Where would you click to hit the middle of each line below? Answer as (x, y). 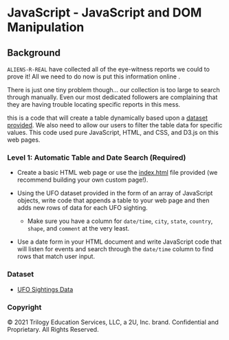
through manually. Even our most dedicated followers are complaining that (112, 97)
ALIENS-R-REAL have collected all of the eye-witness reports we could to (108, 69)
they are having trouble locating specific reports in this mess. (94, 104)
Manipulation (46, 27)
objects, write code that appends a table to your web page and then (113, 200)
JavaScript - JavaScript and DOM (105, 13)
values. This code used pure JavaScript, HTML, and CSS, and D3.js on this (113, 132)
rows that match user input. (56, 257)
